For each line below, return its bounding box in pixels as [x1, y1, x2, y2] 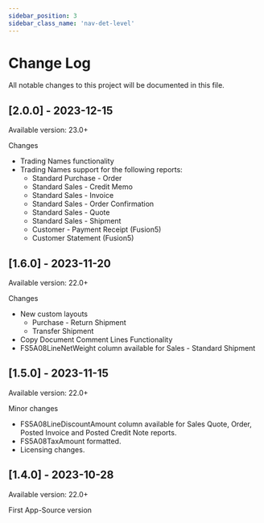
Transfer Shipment [31, 327, 94, 336]
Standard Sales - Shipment [31, 216, 122, 226]
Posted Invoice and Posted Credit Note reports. [19, 427, 177, 437]
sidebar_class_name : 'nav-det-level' [8, 19, 135, 27]
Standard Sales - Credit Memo [31, 182, 133, 191]
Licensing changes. [19, 444, 85, 455]
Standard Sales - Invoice [31, 191, 114, 200]
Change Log [8, 54, 91, 72]
